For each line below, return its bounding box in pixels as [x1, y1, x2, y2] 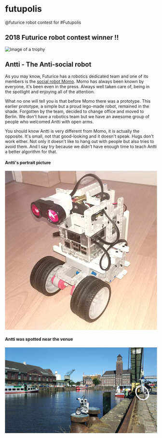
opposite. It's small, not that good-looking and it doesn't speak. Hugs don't [5, 133, 154, 139]
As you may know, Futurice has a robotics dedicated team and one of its [5, 73, 148, 79]
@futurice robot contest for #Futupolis [5, 19, 81, 25]
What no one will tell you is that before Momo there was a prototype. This [5, 98, 151, 104]
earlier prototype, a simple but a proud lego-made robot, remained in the [5, 103, 149, 109]
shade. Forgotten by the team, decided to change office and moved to [5, 108, 144, 114]
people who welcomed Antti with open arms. [5, 119, 94, 125]
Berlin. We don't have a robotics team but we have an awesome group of [5, 113, 150, 119]
